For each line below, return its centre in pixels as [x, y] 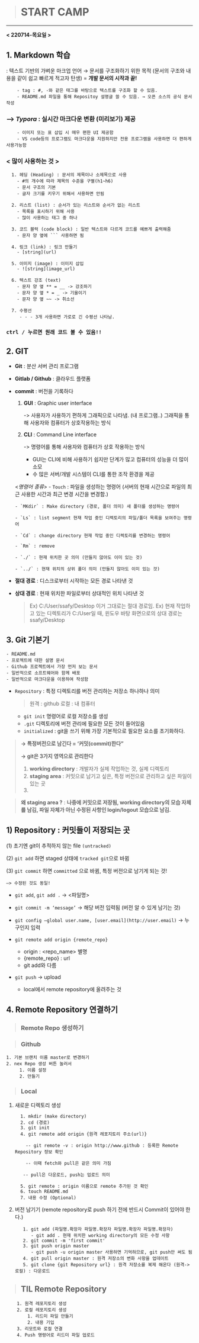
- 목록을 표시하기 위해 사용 [46, 212]
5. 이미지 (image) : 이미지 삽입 [48, 264]
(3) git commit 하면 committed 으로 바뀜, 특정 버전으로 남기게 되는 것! [87, 870]
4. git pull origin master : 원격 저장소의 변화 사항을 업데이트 [96, 1258]
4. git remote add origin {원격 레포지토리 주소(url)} [84, 1134]
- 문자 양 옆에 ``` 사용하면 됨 [50, 236]
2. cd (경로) [35, 1122]
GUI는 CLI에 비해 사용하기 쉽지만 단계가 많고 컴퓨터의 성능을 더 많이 [110, 460]
